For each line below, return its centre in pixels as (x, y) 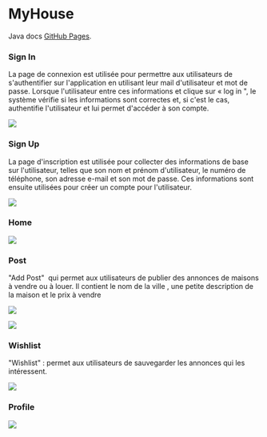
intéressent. (28, 371)
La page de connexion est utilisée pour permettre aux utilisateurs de (121, 74)
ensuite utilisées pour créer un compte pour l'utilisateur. (100, 187)
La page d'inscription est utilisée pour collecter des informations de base (129, 162)
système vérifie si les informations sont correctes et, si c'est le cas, (119, 100)
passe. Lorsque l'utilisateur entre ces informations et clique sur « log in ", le (132, 91)
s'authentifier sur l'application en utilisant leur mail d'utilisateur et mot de (128, 83)
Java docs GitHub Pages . (50, 36)
